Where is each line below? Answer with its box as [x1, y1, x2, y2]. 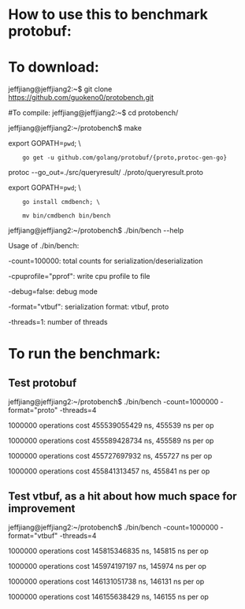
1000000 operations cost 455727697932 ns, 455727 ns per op [8, 451, 213, 461]
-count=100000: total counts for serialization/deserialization [8, 256, 203, 266]
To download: [8, 58, 100, 76]
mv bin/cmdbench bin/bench [22, 212, 111, 220]
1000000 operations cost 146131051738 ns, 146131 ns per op [8, 577, 205, 586]
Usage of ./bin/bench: [8, 241, 80, 251]
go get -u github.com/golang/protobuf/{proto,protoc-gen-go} [22, 154, 227, 162]
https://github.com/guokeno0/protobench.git [8, 93, 154, 102]
